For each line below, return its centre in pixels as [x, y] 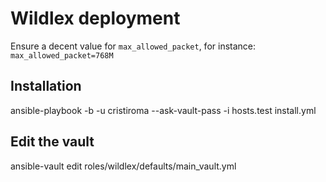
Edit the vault [52, 142]
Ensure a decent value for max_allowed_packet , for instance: [133, 46]
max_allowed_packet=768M [62, 55]
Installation [46, 86]
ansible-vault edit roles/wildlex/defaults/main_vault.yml [123, 166]
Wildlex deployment [95, 18]
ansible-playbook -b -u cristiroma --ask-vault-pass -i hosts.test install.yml [163, 110]
